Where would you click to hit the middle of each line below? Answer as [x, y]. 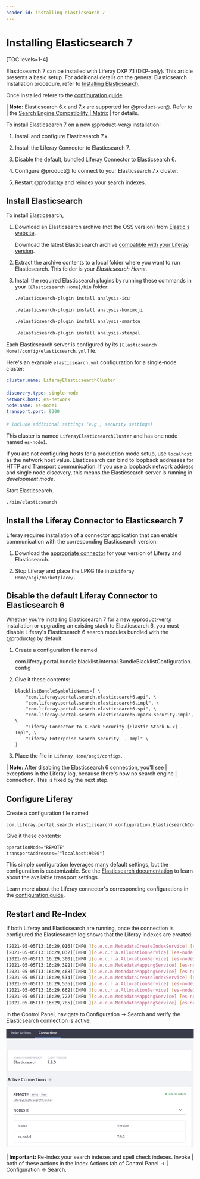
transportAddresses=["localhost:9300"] [56, 854]
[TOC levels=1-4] [27, 59]
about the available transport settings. [53, 877]
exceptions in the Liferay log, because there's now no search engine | [92, 774]
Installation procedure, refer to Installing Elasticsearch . [73, 83]
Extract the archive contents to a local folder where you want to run [97, 263]
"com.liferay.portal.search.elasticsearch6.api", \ [91, 697]
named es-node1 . [27, 442]
